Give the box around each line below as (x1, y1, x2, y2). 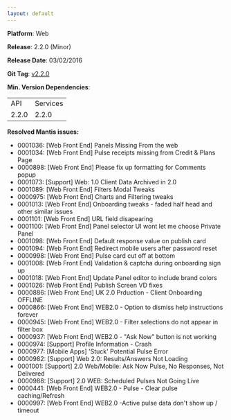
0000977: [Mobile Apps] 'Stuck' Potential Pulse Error (17, 347, 168, 356)
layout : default (7, 10, 54, 17)
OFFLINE (17, 295, 43, 304)
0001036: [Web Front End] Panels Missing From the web (17, 141, 178, 149)
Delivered (17, 369, 45, 378)
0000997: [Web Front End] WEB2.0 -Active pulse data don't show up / (17, 399, 218, 407)
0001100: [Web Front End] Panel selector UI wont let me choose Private (17, 222, 221, 230)
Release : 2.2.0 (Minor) (7, 42, 71, 51)
